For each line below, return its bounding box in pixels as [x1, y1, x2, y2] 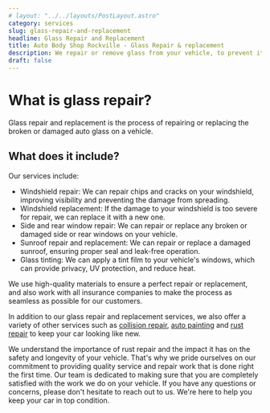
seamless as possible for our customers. [8, 296, 143, 305]
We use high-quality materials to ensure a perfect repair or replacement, [8, 279, 248, 288]
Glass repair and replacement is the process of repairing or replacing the [8, 117, 249, 127]
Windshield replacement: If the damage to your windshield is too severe [19, 203, 258, 213]
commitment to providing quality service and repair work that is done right [8, 361, 255, 370]
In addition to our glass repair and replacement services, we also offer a [8, 311, 247, 321]
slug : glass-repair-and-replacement [8, 27, 131, 35]
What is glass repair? [8, 92, 153, 109]
